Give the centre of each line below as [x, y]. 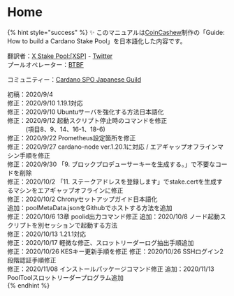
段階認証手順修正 [32, 260]
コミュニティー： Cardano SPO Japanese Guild [74, 79]
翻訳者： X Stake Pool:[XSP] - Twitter [60, 56]
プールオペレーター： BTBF [45, 64]
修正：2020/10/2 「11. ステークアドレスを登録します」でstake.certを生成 [112, 182]
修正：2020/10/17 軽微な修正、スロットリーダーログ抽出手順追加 [101, 242]
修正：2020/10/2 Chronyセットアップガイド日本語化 [82, 199]
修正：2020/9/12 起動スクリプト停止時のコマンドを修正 [87, 120]
